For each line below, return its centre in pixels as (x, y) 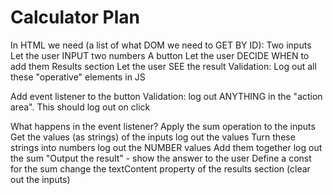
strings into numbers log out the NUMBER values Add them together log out (166, 147)
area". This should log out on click (80, 107)
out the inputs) (40, 179)
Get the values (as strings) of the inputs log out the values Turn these (153, 137)
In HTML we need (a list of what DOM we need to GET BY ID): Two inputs (161, 45)
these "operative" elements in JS (78, 77)
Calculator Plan (75, 17)
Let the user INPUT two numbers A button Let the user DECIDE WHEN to (160, 55)
